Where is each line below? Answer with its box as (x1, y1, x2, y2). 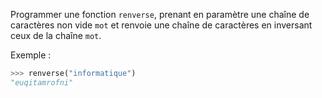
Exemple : (10, 49, 52, 61)
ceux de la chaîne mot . (10, 30, 102, 41)
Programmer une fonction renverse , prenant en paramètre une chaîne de (10, 9, 310, 20)
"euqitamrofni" (10, 77, 74, 88)
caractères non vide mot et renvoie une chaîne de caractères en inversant (10, 19, 313, 31)
